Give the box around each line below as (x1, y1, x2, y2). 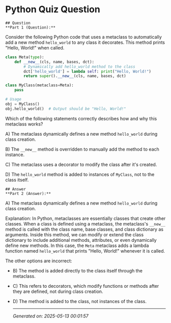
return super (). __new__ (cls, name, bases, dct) (23, 73, 126, 79)
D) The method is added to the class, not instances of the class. (12, 298, 147, 304)
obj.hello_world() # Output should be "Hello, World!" (5, 106, 126, 111)
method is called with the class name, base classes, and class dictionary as (5, 226, 164, 232)
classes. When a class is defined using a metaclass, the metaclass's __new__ (5, 220, 165, 227)
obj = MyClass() (5, 101, 40, 107)
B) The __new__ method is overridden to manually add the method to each (5, 146, 159, 152)
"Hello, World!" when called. (5, 44, 65, 51)
